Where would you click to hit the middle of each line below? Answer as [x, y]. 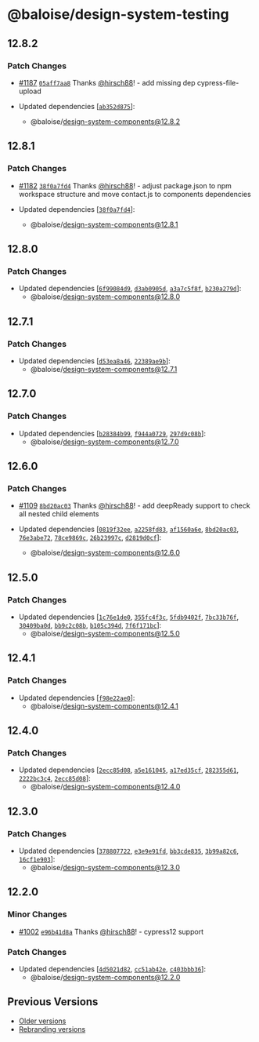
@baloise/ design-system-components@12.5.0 [105, 634]
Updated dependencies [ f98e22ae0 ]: [77, 698]
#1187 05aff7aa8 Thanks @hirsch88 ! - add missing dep [107, 82]
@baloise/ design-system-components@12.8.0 [105, 297]
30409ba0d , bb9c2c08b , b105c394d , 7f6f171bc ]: [90, 625]
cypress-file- [218, 82]
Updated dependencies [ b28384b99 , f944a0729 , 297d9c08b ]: [112, 433]
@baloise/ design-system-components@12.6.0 [105, 553]
